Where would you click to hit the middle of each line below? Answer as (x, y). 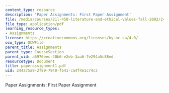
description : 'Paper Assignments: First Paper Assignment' (68, 15)
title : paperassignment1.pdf (36, 66)
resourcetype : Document (30, 61)
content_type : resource (30, 10)
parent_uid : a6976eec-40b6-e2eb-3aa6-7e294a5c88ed (59, 57)
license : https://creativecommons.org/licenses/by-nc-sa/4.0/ (72, 38)
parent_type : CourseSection (35, 52)
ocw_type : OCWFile (24, 43)
